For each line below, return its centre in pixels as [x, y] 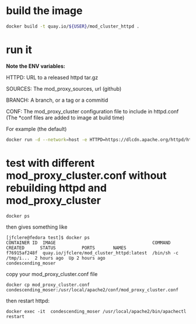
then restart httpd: [28, 301]
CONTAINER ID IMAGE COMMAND [88, 243]
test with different [50, 163]
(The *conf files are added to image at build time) [65, 118]
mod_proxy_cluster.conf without [87, 175]
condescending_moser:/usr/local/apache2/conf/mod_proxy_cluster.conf [92, 290]
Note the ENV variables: [36, 66]
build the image [44, 11]
